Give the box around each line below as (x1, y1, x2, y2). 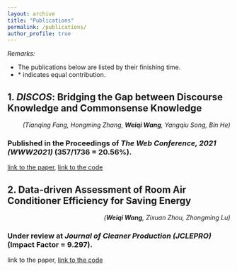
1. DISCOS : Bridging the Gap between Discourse (7, 91, 224, 103)
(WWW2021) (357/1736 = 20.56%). (7, 147, 132, 157)
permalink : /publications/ (7, 23, 87, 30)
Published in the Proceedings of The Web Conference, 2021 (7, 138, 217, 148)
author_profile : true (7, 30, 71, 37)
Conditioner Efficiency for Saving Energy (7, 195, 192, 207)
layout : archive (7, 10, 55, 18)
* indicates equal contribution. (17, 71, 106, 79)
